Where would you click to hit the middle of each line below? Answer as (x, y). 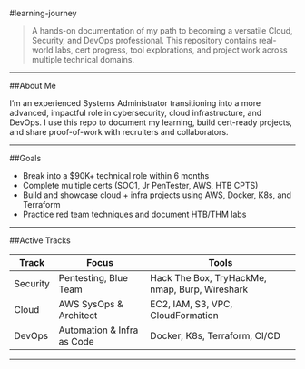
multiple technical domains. (83, 59)
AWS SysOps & (91, 304)
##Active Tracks (40, 240)
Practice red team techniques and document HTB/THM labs (134, 214)
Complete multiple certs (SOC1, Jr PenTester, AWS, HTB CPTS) (140, 185)
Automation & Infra (98, 330)
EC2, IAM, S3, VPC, (191, 304)
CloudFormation (184, 315)
